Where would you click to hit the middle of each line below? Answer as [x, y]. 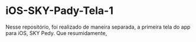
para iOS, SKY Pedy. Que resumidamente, [56, 33]
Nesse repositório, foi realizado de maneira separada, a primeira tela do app [98, 27]
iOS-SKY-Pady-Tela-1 [59, 11]
